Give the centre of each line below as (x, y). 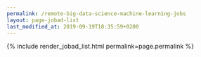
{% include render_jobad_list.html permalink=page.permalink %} (100, 47)
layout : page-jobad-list (43, 20)
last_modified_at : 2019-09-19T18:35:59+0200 (73, 26)
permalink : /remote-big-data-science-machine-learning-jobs (97, 14)
